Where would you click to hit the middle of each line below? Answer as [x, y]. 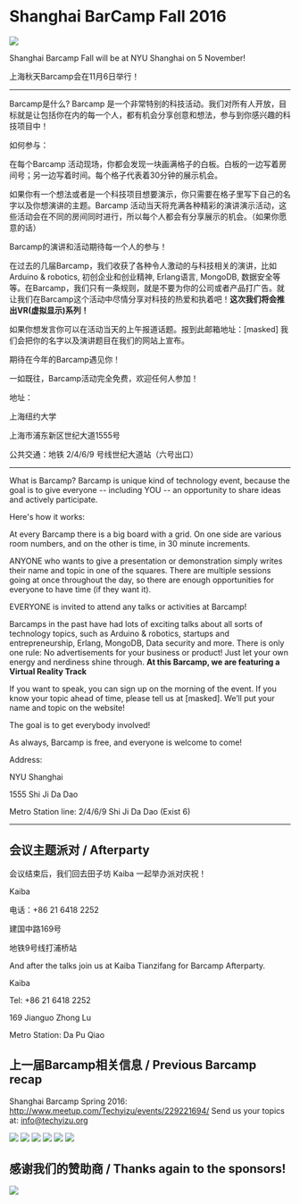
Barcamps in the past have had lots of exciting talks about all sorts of [136, 623]
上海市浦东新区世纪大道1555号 [65, 435]
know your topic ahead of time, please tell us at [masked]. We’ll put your [142, 698]
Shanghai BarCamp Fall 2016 [118, 17]
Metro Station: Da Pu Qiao [57, 1034]
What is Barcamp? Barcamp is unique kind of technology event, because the [150, 481]
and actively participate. [54, 499]
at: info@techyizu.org [49, 1120]
